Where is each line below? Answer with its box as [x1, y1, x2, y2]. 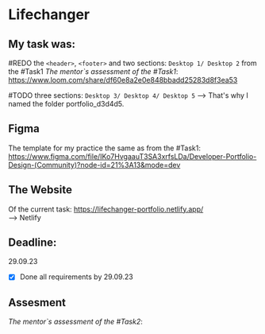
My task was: [8, 37, 76, 51]
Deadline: [8, 236, 57, 250]
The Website [8, 183, 73, 196]
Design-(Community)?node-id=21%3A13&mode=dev [8, 160, 181, 169]
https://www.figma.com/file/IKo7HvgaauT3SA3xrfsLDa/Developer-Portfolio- [8, 151, 257, 161]
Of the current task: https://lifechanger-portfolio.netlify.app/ [8, 204, 204, 214]
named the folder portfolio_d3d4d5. [8, 99, 125, 108]
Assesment [8, 296, 66, 309]
